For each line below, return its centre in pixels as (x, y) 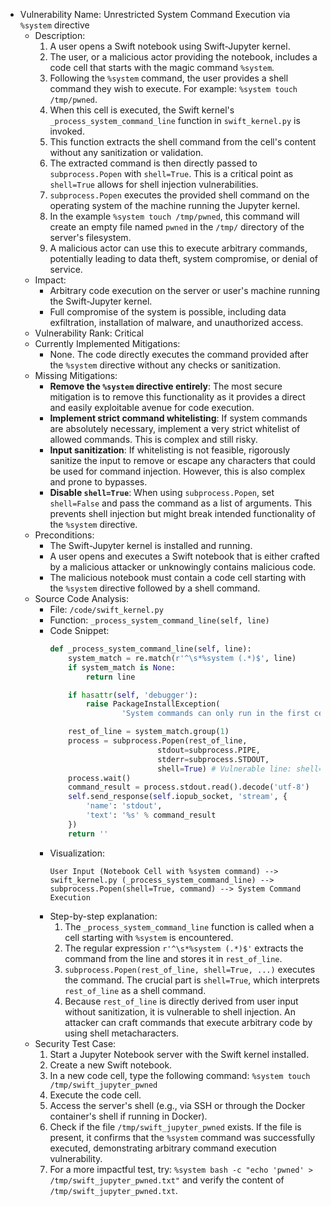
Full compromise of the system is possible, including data (168, 312)
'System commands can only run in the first (215, 714)
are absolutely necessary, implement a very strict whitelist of (175, 428)
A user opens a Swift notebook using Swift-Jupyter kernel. (170, 46)
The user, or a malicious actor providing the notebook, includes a (183, 57)
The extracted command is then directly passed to (153, 163)
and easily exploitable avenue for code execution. (152, 407)
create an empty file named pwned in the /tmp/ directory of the (177, 227)
